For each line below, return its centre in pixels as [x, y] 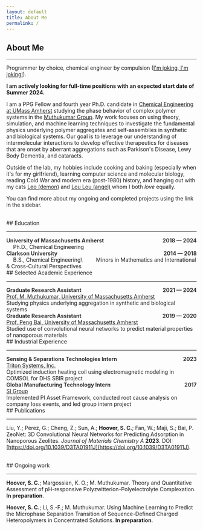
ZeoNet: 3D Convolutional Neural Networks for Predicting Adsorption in [95, 434]
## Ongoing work [28, 465]
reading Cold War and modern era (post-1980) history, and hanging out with [101, 181]
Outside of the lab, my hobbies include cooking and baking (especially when [101, 168]
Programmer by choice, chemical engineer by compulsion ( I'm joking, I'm [97, 68]
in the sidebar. [24, 205]
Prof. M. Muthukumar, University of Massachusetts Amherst [81, 297]
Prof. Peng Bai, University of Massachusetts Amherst [72, 322]
